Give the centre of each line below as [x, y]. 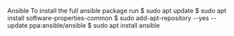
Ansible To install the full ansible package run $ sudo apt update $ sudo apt [117, 11]
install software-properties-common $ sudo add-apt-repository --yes [108, 18]
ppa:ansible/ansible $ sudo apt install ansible [94, 25]
